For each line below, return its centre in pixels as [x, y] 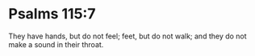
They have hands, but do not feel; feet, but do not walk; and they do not [128, 36]
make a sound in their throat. [56, 44]
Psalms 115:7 [52, 14]
